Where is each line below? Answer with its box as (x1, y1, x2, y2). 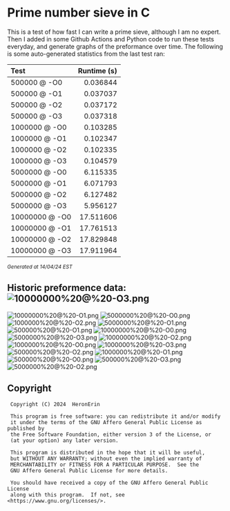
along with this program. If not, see (10, 491, 126, 498)
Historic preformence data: (7, 282, 126, 294)
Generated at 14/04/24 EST (7, 263, 73, 270)
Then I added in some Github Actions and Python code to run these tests (7, 34, 214, 43)
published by (7, 425, 45, 432)
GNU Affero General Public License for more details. (10, 467, 169, 474)
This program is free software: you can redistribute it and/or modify (10, 412, 221, 420)
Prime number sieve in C (7, 5, 151, 21)
